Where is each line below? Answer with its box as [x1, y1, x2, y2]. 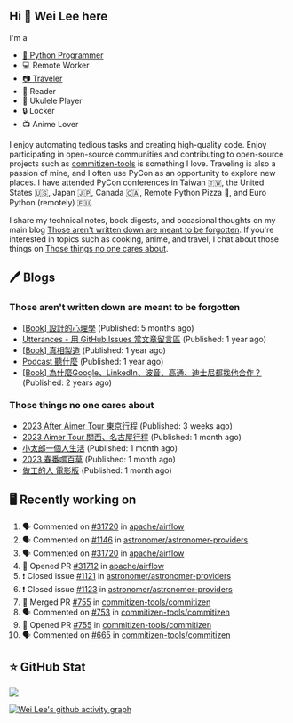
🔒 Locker [21, 105, 55, 116]
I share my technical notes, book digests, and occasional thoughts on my [9, 214, 276, 225]
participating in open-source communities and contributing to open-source [9, 149, 284, 159]
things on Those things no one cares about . [9, 243, 169, 253]
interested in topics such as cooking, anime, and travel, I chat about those [9, 233, 280, 245]
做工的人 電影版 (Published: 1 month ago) [21, 464, 173, 476]
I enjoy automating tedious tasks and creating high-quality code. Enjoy [9, 139, 267, 149]
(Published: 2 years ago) [21, 377, 113, 388]
